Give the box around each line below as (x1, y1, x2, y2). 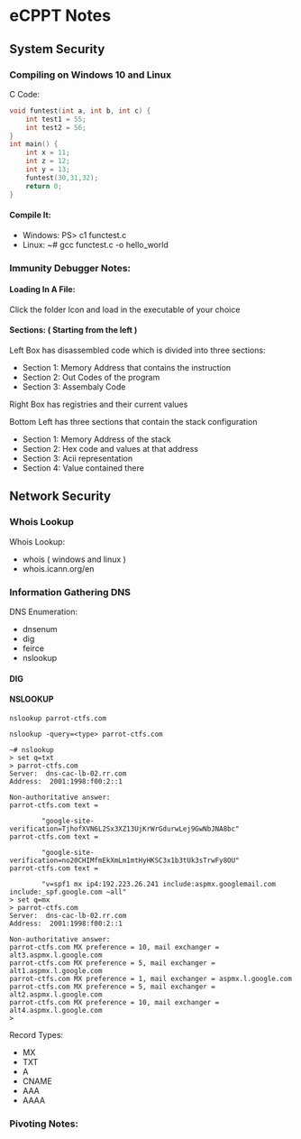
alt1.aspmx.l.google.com (9, 966, 103, 975)
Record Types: (9, 1029, 64, 1040)
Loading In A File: (9, 284, 76, 295)
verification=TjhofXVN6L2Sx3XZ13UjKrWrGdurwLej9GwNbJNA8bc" (9, 824, 241, 833)
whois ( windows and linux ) (22, 554, 126, 565)
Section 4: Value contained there (22, 463, 144, 473)
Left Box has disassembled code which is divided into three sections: (9, 344, 266, 356)
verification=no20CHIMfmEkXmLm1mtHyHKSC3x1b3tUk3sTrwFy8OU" (9, 856, 241, 865)
